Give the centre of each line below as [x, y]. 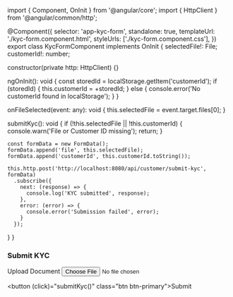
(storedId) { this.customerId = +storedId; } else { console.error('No [104, 89]
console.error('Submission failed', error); [92, 212]
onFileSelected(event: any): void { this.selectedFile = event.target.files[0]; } [116, 110]
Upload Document [34, 272]
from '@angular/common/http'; [52, 18]
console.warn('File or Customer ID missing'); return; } [85, 131]
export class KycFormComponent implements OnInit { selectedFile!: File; [112, 46]
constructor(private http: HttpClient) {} [63, 67]
